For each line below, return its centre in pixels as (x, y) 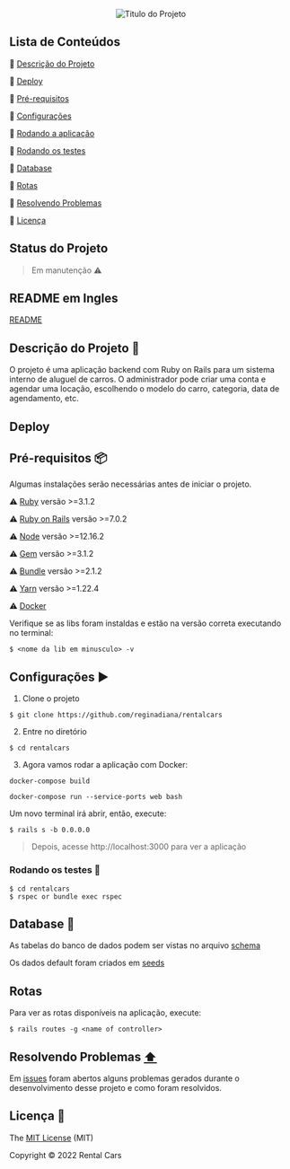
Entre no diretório (54, 732)
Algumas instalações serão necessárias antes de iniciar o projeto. (131, 484)
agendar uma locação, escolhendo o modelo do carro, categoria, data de (145, 389)
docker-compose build (50, 781)
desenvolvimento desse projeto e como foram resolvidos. (116, 1088)
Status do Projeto (59, 248)
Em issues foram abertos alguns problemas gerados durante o (124, 1078)
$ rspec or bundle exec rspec (66, 897)
